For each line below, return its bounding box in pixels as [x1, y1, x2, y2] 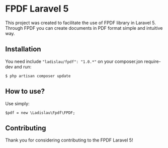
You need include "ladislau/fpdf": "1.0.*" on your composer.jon [5, 58, 143, 64]
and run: [14, 63, 32, 69]
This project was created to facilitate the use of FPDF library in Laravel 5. [5, 20, 156, 26]
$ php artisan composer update [5, 73, 71, 79]
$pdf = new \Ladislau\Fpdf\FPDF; [5, 110, 75, 115]
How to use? [5, 87, 45, 96]
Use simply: [5, 100, 30, 106]
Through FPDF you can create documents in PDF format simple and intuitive [5, 25, 163, 31]
